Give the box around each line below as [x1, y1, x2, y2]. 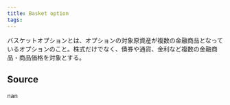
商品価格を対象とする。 [19, 53, 86, 62]
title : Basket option [7, 10, 69, 17]
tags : [7, 16, 23, 23]
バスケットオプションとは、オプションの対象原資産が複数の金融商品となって [7, 36, 223, 45]
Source [7, 73, 39, 85]
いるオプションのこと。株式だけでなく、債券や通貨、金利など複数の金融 [7, 45, 211, 53]
